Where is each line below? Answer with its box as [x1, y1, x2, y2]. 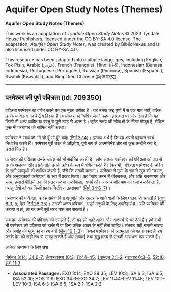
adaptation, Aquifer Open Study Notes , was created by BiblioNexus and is [5, 41, 160, 47]
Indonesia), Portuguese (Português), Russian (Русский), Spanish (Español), [5, 67, 164, 73]
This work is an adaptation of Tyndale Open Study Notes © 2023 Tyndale [5, 30, 160, 36]
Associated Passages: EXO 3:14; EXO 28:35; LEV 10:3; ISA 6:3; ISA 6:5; [12, 270, 164, 276]
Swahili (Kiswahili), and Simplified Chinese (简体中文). [5, 73, 118, 79]
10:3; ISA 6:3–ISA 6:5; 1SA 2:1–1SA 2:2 [22, 281, 102, 287]
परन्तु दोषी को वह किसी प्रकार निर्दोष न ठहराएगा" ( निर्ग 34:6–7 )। [5, 184, 111, 191]
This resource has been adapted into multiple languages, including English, [5, 56, 163, 62]
